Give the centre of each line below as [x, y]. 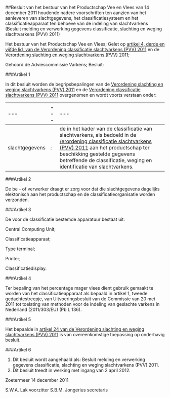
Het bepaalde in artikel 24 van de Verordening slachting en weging [75, 329]
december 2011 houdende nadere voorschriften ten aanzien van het [76, 13]
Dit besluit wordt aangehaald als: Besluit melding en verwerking [79, 360]
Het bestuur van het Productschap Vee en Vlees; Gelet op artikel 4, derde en [85, 44]
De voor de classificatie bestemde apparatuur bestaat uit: [65, 219]
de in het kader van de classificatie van [106, 129]
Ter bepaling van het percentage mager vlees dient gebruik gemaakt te [79, 288]
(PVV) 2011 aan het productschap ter [105, 148]
